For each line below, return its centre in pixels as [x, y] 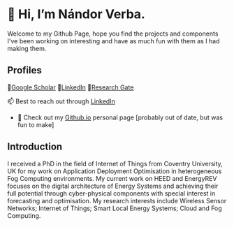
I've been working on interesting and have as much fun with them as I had [114, 41]
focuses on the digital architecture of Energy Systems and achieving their [113, 186]
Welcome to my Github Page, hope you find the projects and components [113, 34]
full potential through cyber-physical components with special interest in [111, 193]
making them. [27, 48]
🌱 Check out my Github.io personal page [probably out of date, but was [120, 117]
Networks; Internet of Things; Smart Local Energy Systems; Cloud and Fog [115, 208]
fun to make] [36, 124]
